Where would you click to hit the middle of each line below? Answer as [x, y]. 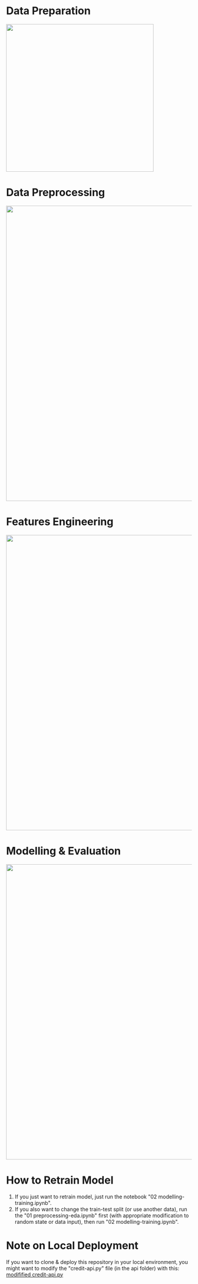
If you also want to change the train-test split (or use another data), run [101, 1209]
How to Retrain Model [60, 1180]
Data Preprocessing [56, 193]
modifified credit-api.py [35, 1275]
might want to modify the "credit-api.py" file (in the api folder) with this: [93, 1268]
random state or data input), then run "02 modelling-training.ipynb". [97, 1221]
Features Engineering [60, 522]
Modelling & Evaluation [64, 851]
